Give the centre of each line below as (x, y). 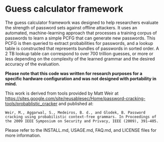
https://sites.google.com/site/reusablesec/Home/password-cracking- (75, 98)
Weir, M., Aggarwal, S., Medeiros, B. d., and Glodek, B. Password (75, 112)
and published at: (76, 103)
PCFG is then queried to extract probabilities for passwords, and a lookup (79, 43)
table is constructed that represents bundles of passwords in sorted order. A (82, 48)
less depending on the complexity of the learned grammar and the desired (80, 59)
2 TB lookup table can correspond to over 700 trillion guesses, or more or (79, 53)
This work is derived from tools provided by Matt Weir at (62, 93)
